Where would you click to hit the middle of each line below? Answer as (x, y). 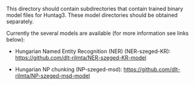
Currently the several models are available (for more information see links (97, 33)
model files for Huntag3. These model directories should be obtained (92, 15)
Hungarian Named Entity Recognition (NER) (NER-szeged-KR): (93, 51)
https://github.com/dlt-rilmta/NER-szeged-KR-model (81, 58)
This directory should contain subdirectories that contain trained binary (95, 9)
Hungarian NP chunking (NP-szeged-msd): (69, 69)
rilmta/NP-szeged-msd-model (53, 76)
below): (16, 39)
